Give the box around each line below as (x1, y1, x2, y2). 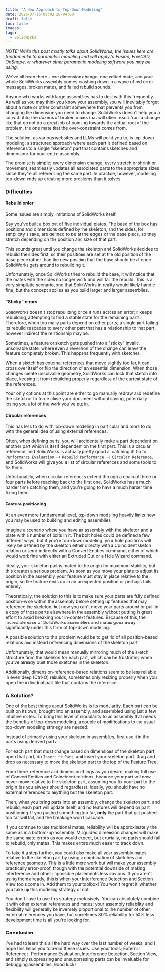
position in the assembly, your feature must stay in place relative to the (5, 573, 149, 579)
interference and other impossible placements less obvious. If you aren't (5, 870, 152, 876)
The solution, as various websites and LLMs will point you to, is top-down (5, 134, 154, 141)
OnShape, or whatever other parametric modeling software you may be (5, 59, 151, 65)
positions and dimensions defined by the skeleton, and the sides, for (5, 226, 144, 232)
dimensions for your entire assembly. (5, 150, 81, 156)
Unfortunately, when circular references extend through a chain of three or (5, 474, 157, 480)
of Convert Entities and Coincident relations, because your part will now (5, 774, 151, 779)
